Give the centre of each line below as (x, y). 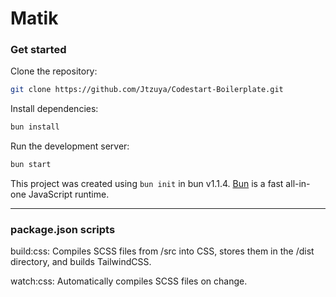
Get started (38, 50)
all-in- (298, 184)
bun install (35, 127)
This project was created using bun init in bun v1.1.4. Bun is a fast (147, 184)
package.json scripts (63, 230)
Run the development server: (70, 146)
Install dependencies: (54, 109)
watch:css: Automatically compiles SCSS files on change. (129, 281)
